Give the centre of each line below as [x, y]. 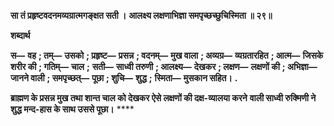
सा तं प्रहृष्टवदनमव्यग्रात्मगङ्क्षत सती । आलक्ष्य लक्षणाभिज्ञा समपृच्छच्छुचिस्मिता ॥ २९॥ [141, 15]
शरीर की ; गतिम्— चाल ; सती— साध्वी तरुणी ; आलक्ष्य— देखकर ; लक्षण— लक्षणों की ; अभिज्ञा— [164, 66]
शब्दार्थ [20, 35]
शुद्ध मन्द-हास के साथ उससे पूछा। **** [72, 109]
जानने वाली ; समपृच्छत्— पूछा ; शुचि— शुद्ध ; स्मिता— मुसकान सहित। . [124, 78]
